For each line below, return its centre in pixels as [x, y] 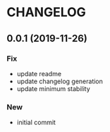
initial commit [36, 122]
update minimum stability [54, 88]
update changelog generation [60, 81]
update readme [39, 73]
